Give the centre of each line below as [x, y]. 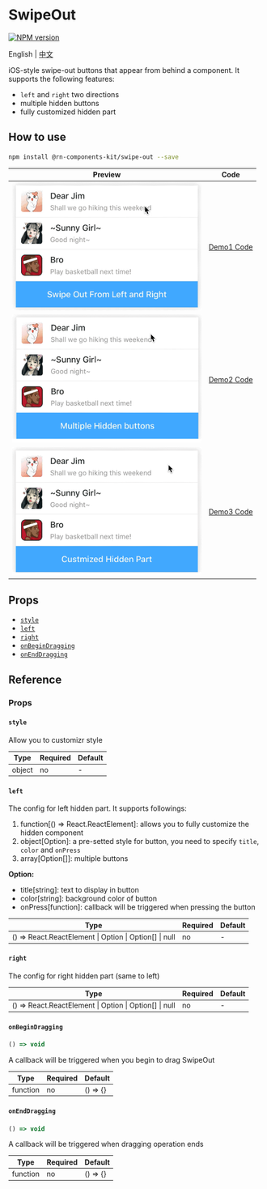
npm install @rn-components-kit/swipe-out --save [94, 157]
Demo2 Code [231, 379]
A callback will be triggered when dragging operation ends [106, 1144]
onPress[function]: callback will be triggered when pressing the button [138, 907]
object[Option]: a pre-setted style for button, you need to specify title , [140, 842]
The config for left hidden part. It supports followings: [98, 808]
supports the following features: [61, 79]
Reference [35, 679]
